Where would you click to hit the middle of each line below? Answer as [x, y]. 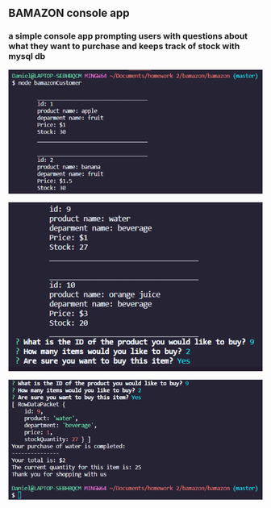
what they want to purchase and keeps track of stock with [124, 46]
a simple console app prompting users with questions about [128, 36]
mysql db [27, 56]
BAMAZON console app [69, 13]
